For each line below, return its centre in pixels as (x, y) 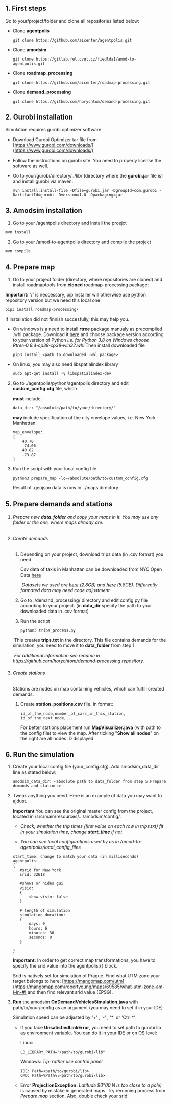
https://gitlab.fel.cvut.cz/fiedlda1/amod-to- (86, 59)
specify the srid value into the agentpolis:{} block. (65, 966)
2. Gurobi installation (39, 117)
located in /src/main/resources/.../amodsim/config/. (67, 816)
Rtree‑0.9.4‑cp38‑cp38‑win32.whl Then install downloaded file (79, 345)
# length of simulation (45, 911)
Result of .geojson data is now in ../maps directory (66, 488)
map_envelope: (28, 432)
